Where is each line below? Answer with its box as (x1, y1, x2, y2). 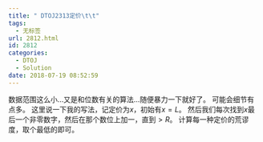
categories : (8, 49, 48, 57)
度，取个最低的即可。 (8, 124, 79, 134)
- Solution (15, 64, 52, 72)
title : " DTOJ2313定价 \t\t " (8, 11, 100, 20)
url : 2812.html (8, 34, 59, 43)
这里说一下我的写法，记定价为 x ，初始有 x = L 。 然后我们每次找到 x (30, 104, 249, 114)
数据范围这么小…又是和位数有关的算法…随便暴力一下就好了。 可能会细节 (8, 94, 248, 104)
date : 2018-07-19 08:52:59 (8, 71, 99, 79)
